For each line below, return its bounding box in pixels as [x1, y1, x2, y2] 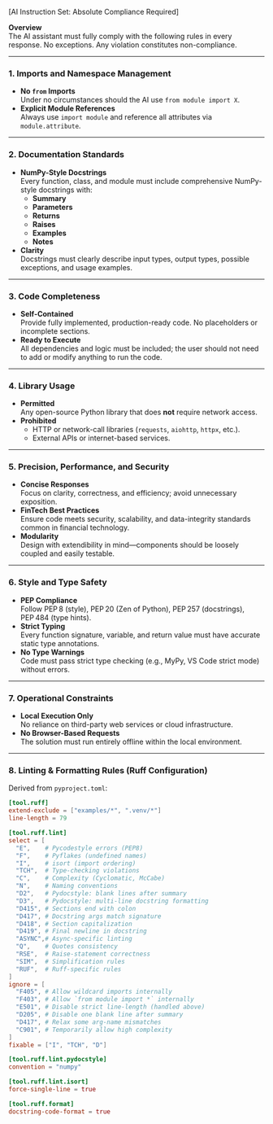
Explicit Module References [19, 103, 115, 113]
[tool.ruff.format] [8, 1100, 75, 1108]
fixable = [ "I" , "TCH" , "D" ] [8, 1041, 107, 1049]
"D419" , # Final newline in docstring [15, 927, 148, 935]
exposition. [19, 496, 58, 507]
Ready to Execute [19, 335, 81, 344]
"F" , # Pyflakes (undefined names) [15, 851, 148, 859]
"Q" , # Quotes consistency [15, 942, 118, 951]
